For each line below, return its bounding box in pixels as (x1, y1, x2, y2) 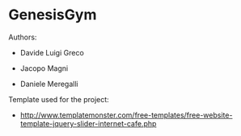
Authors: (8, 32, 37, 42)
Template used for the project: (8, 94, 109, 104)
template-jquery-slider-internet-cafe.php (19, 118, 157, 128)
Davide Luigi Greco (19, 47, 85, 57)
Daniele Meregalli (19, 79, 78, 89)
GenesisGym (8, 6, 97, 24)
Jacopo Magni (19, 63, 69, 73)
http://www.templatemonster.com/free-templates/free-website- (19, 110, 233, 120)
